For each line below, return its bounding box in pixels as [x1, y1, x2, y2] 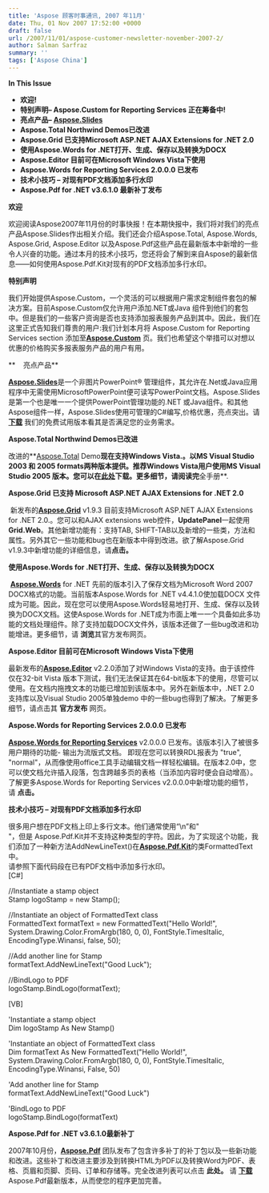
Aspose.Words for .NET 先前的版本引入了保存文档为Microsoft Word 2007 [10, 579, 254, 588]
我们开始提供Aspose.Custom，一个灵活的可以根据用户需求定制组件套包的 [8, 293, 250, 303]
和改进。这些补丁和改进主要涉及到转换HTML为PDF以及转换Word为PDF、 [8, 1155, 249, 1165]
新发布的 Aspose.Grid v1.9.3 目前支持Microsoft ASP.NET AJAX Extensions [10, 505, 254, 515]
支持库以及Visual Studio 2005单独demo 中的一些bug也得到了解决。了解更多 [8, 693, 259, 703]
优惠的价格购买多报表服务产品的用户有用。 [8, 343, 149, 352]
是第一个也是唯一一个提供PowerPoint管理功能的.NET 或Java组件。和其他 [8, 397, 248, 407]
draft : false [8, 26, 52, 34]
